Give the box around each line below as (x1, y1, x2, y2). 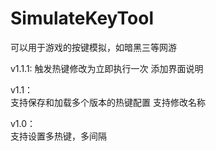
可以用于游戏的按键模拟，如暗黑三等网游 (10, 41, 177, 53)
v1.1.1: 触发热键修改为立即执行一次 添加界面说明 (10, 62, 204, 74)
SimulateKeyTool (10, 7, 154, 30)
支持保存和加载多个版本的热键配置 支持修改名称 (10, 96, 206, 108)
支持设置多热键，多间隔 (10, 130, 107, 142)
